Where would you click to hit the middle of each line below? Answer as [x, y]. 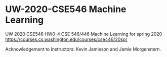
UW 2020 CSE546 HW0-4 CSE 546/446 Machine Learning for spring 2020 [84, 34]
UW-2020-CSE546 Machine [66, 9]
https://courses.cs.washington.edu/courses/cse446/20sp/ [66, 39]
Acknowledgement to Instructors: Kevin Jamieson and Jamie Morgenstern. [83, 49]
